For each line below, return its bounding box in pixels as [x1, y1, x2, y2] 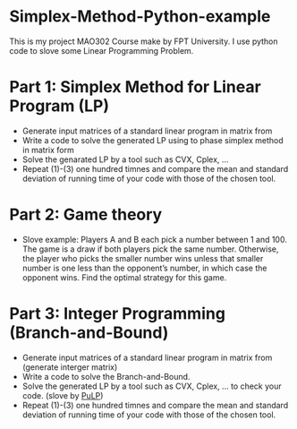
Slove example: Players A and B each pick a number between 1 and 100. [21, 234, 288, 245]
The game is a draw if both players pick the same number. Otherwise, [21, 244, 279, 254]
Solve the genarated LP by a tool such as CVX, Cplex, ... [21, 154, 229, 165]
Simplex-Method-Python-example [9, 6, 271, 27]
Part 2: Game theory [9, 204, 163, 225]
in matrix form [21, 144, 74, 155]
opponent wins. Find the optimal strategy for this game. [21, 271, 227, 283]
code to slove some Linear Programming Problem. [9, 45, 194, 56]
